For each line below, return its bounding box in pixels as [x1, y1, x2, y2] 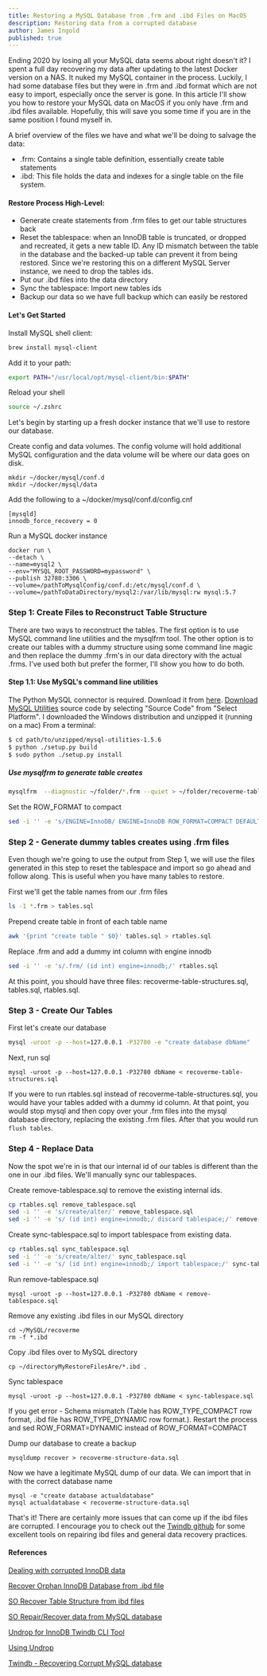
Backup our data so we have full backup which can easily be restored [19, 292, 248, 301]
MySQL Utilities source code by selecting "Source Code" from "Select [8, 703, 238, 713]
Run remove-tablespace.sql [8, 1274, 99, 1284]
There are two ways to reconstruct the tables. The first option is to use [8, 625, 239, 635]
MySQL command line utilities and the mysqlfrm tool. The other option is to [8, 633, 253, 643]
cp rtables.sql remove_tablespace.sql [8, 1201, 137, 1209]
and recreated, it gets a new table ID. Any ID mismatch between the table [19, 241, 259, 251]
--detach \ [8, 553, 44, 562]
